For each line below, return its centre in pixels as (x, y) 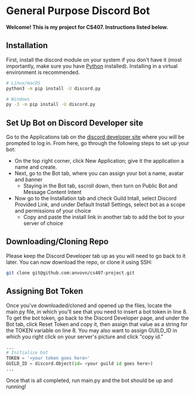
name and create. (36, 167)
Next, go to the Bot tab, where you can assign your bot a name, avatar (99, 173)
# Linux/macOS (23, 83)
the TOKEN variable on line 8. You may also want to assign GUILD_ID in (92, 330)
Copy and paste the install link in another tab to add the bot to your (104, 217)
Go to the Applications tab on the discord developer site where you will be (95, 137)
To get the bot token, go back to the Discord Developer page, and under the (97, 318)
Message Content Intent (52, 192)
